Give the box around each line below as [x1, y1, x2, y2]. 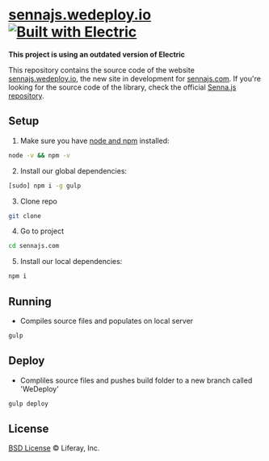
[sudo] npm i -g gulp [8, 182, 82, 190]
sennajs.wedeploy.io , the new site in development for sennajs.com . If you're [8, 73, 261, 83]
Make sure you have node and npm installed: [19, 136, 170, 145]
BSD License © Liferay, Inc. [8, 443, 100, 453]
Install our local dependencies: [19, 257, 123, 266]
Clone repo [19, 196, 58, 206]
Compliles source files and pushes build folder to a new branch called [19, 375, 253, 385]
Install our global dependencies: [19, 166, 128, 175]
